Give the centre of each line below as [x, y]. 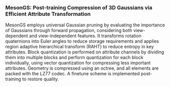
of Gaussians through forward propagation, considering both [69, 31]
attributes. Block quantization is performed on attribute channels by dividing [85, 52]
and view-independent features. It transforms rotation [85, 36]
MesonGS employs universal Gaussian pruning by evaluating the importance [85, 25]
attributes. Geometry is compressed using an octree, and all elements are [82, 68]
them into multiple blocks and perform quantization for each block [74, 57]
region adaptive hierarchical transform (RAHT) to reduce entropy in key [79, 47]
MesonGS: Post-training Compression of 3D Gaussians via [79, 8]
